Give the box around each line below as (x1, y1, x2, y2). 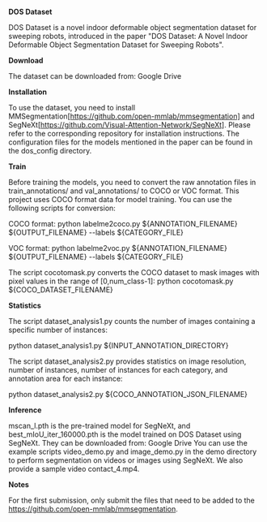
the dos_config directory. (8, 146, 92, 155)
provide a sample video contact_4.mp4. (8, 464, 140, 473)
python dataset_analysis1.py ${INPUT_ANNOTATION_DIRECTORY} (8, 341, 229, 350)
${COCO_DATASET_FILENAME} (8, 285, 113, 295)
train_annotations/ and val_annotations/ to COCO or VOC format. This (8, 186, 240, 196)
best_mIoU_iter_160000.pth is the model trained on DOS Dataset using (8, 429, 242, 439)
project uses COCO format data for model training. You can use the (8, 195, 232, 204)
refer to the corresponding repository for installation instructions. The (8, 129, 240, 138)
